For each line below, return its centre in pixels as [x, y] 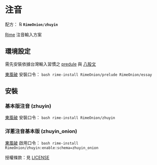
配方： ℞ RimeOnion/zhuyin [31, 24]
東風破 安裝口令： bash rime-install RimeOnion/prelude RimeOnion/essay [78, 74]
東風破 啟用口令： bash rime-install [42, 143]
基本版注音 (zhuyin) [28, 106]
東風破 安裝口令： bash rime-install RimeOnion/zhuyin [60, 117]
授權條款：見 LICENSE [27, 157]
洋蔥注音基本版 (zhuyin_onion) [41, 132]
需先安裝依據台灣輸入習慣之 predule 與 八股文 [50, 64]
